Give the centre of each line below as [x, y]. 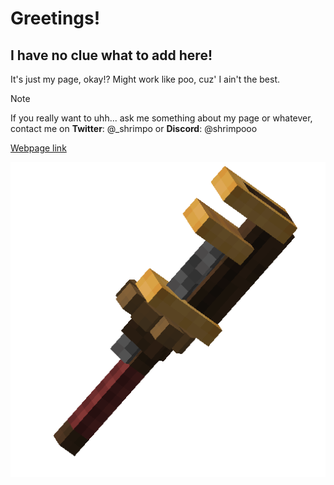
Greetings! [55, 18]
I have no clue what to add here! [111, 55]
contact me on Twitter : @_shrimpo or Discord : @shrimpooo [134, 128]
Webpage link [38, 148]
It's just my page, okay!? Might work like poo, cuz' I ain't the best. [145, 79]
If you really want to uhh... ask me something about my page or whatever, [161, 118]
